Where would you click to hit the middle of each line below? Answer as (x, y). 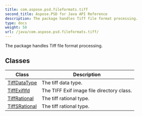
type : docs (16, 23)
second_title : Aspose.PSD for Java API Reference (56, 14)
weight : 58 (16, 28)
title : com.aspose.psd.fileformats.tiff (47, 9)
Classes (18, 61)
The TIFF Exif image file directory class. (87, 90)
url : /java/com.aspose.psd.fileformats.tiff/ (52, 32)
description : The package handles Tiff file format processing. (71, 18)
